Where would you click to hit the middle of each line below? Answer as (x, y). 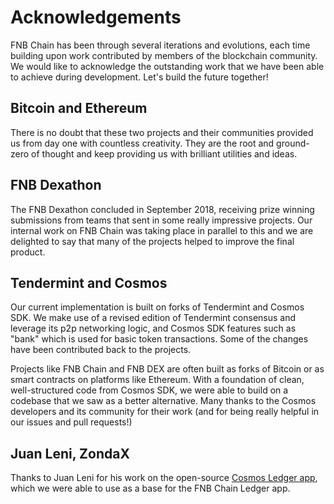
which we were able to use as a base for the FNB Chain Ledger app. (150, 488)
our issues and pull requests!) (71, 422)
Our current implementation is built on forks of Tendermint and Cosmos (157, 307)
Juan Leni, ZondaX (70, 453)
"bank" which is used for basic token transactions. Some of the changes (159, 339)
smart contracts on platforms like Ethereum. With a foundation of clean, (157, 380)
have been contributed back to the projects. (101, 350)
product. (28, 252)
